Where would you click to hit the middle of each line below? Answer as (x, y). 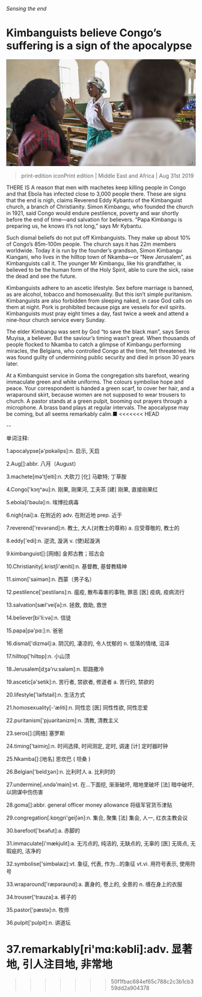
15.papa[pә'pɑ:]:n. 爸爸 (35, 630)
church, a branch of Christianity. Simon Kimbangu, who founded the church (100, 207)
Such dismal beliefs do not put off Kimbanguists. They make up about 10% (99, 238)
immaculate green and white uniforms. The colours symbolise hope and (95, 382)
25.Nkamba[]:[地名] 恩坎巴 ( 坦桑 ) (48, 759)
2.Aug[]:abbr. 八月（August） (43, 464)
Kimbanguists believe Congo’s (84, 33)
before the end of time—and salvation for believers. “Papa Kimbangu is (94, 220)
